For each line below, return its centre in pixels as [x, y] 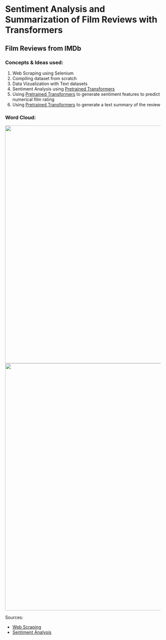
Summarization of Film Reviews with [81, 20]
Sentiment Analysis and [55, 9]
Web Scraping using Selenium [43, 73]
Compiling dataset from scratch [44, 78]
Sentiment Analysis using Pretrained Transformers [63, 89]
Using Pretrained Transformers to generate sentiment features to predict [86, 94]
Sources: [14, 618]
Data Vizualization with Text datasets [50, 84]
